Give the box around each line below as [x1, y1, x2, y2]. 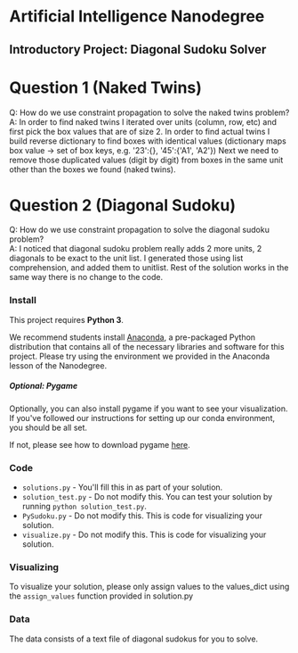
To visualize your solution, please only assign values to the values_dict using [9, 582, 290, 592]
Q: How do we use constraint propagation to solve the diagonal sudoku [9, 225, 270, 236]
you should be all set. [9, 422, 87, 433]
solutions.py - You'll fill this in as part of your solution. [21, 482, 223, 492]
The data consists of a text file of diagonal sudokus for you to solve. [9, 633, 259, 644]
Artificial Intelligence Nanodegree [9, 6, 265, 27]
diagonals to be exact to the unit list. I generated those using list [9, 252, 244, 264]
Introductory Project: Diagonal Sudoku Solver [9, 42, 267, 57]
